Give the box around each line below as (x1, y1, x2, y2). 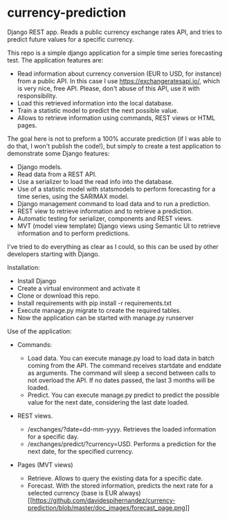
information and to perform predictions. (17, 229, 130, 237)
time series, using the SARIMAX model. (17, 192, 129, 201)
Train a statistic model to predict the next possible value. (17, 106, 178, 114)
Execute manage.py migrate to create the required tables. (17, 306, 182, 314)
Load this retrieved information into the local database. (17, 99, 174, 107)
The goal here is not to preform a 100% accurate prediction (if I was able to (7, 134, 221, 143)
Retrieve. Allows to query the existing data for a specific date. (27, 474, 203, 482)
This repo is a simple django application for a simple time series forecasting (7, 49, 223, 57)
